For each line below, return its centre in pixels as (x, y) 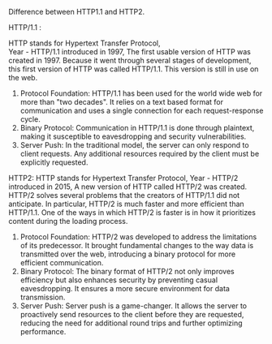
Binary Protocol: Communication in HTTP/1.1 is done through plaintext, (137, 128)
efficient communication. (62, 262)
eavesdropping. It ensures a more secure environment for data (125, 288)
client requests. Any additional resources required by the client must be (140, 154)
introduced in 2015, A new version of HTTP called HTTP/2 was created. (128, 187)
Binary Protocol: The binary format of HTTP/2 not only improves (127, 271)
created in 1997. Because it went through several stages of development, (130, 60)
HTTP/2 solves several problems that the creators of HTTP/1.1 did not (124, 195)
